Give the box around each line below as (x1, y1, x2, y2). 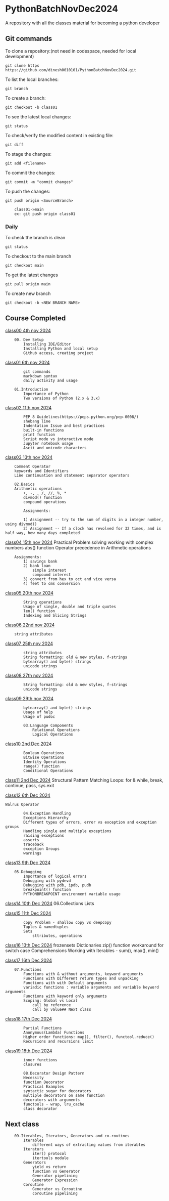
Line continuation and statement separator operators (14, 473, 130, 478)
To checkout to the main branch (5, 253, 72, 260)
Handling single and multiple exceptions (23, 828, 112, 834)
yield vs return (32, 1164, 67, 1169)
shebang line (23, 418, 51, 424)
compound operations (23, 499, 67, 504)
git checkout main (5, 263, 44, 268)
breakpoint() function (23, 887, 71, 892)
